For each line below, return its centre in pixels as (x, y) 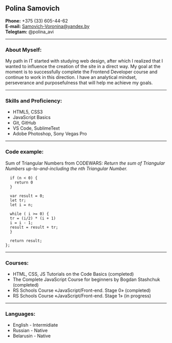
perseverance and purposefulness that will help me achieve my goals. (79, 83)
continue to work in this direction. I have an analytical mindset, (71, 77)
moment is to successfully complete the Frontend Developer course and (81, 72)
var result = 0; (27, 196)
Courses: (17, 263)
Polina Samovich (33, 8)
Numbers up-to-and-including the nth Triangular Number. (67, 168)
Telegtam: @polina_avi (29, 32)
